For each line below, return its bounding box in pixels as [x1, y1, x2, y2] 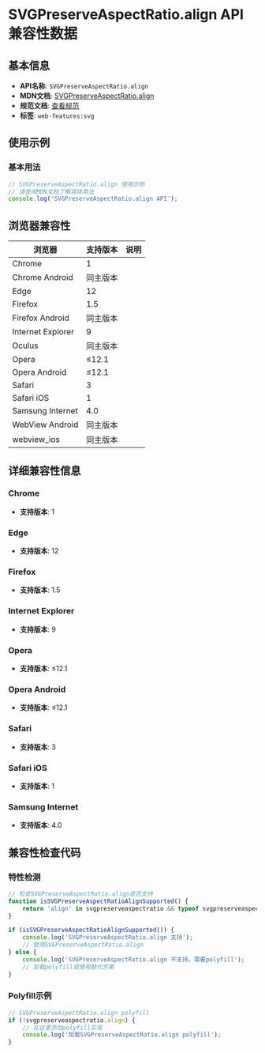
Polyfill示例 [8, 991, 52, 1002]
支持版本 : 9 [19, 625, 57, 634]
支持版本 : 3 [19, 742, 57, 752]
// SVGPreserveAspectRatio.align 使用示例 [8, 180, 145, 188]
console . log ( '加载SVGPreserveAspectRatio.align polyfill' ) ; [22, 1031, 222, 1039]
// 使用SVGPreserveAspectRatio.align [22, 941, 144, 949]
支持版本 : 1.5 [19, 585, 61, 594]
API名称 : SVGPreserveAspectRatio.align [19, 81, 148, 90]
